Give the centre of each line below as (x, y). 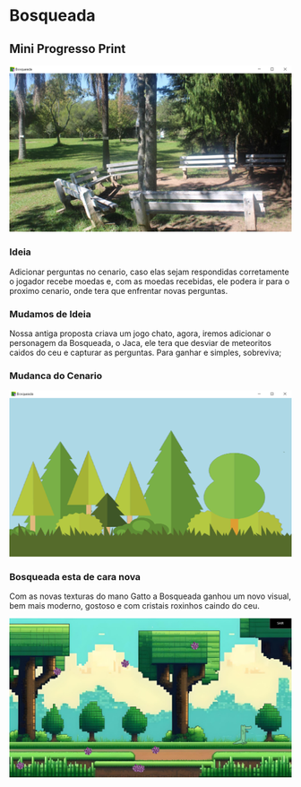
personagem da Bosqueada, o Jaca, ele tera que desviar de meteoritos (140, 342)
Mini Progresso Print (68, 49)
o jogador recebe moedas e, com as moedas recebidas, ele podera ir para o (150, 281)
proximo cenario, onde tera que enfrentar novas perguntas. (119, 290)
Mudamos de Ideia (50, 314)
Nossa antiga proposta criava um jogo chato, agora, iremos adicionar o (140, 333)
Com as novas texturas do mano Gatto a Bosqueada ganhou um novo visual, (150, 596)
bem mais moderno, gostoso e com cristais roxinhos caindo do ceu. (134, 606)
